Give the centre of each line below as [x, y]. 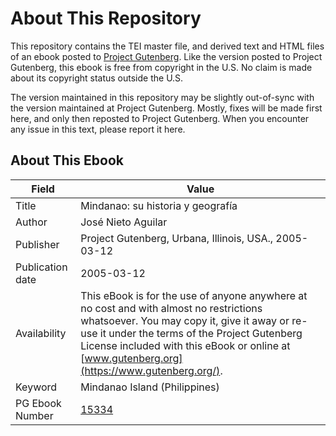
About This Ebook [67, 160]
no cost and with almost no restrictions [171, 308]
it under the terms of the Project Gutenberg [201, 333]
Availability [41, 333]
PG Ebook [38, 403]
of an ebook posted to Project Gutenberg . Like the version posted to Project [166, 56]
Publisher [37, 244]
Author [31, 222]
